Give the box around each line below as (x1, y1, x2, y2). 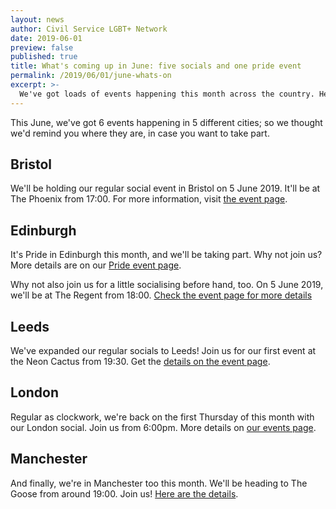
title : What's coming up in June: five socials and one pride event (10, 61, 302, 71)
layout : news (10, 14, 65, 25)
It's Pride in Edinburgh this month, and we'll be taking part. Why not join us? (10, 249, 323, 261)
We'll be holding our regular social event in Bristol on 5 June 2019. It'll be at (10, 182, 321, 195)
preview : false (10, 42, 74, 53)
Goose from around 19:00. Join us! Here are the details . (10, 487, 239, 500)
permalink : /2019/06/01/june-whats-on (10, 71, 172, 81)
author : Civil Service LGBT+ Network (10, 24, 168, 34)
